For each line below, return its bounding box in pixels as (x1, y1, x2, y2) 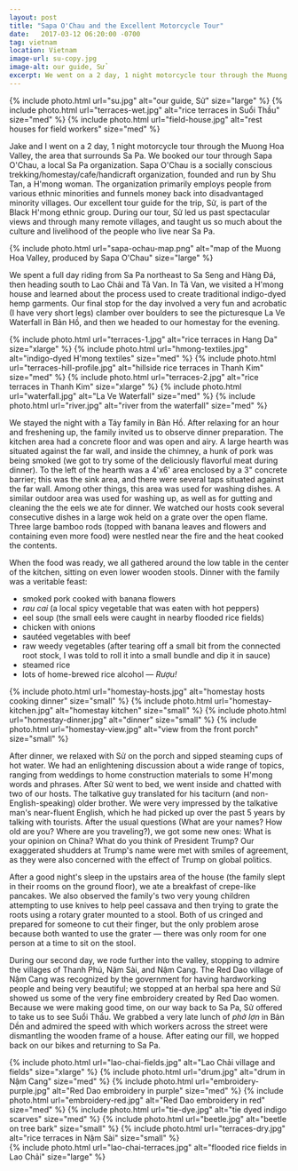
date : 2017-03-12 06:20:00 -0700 (9, 29, 141, 38)
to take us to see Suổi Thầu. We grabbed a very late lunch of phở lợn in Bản (9, 1011, 286, 1022)
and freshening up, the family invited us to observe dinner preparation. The (9, 426, 284, 437)
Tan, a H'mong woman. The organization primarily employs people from (9, 179, 272, 189)
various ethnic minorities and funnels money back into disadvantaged (9, 187, 264, 198)
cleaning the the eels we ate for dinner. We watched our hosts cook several (9, 502, 285, 513)
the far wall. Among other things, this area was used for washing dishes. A (9, 483, 281, 494)
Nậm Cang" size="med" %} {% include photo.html (9, 1076, 193, 1087)
